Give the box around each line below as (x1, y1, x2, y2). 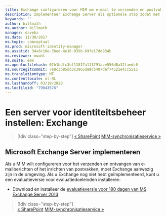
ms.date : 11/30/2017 (5, 35, 48, 40)
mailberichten (5, 166, 33, 172)
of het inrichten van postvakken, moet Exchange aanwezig (34, 166, 153, 172)
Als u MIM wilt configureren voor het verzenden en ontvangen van (5, 161, 140, 167)
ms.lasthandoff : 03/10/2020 (5, 81, 63, 86)
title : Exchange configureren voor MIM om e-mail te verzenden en (5, 7, 145, 12)
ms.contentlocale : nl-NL (5, 76, 56, 81)
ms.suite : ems (5, 58, 35, 63)
